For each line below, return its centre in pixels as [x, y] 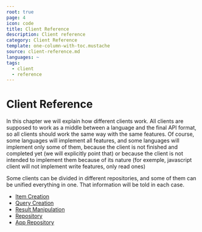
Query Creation [34, 203]
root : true [20, 12]
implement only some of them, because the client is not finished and [92, 147]
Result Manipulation [40, 209]
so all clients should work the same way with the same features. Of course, [100, 134]
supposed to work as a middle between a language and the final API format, [101, 128]
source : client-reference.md [43, 52]
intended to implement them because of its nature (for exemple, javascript [99, 160]
